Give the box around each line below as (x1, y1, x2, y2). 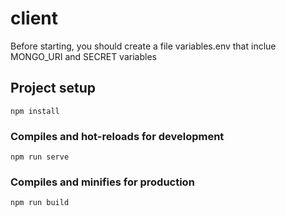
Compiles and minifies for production (10, 175, 195, 189)
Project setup (10, 80, 97, 97)
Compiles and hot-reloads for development (10, 129, 225, 143)
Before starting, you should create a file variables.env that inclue (10, 40, 277, 52)
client (10, 7, 59, 30)
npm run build (10, 198, 70, 208)
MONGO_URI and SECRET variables (10, 50, 157, 62)
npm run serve (10, 152, 70, 162)
